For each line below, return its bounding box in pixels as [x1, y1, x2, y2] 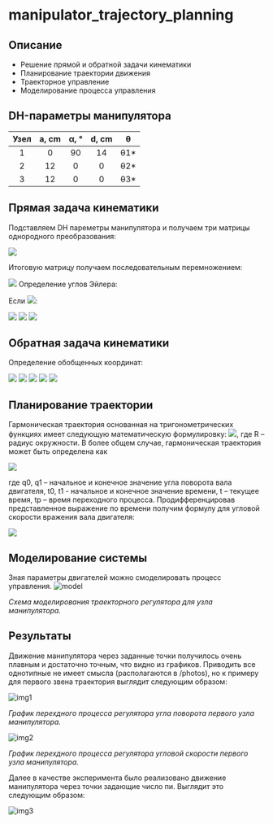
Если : [8, 295, 38, 306]
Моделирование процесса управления [19, 85, 156, 95]
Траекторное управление [19, 77, 110, 86]
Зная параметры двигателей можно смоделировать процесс [8, 573, 222, 582]
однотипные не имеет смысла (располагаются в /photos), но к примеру [8, 668, 259, 678]
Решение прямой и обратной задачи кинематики [19, 59, 192, 69]
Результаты [8, 629, 71, 643]
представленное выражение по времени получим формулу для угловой [8, 504, 260, 513]
